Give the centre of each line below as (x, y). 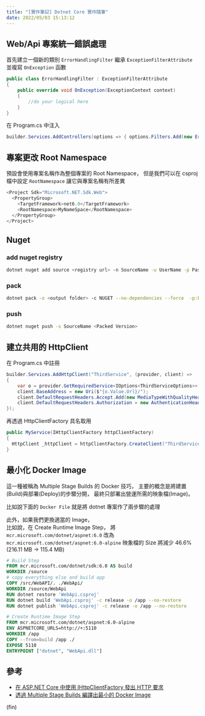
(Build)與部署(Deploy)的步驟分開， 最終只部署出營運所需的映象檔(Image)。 (100, 494)
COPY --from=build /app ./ (41, 639)
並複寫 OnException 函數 (36, 67)
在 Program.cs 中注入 (33, 125)
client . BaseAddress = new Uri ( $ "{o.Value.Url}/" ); (83, 391)
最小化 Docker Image (46, 470)
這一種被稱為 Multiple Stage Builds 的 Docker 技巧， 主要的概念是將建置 (96, 486)
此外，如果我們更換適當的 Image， (50, 519)
